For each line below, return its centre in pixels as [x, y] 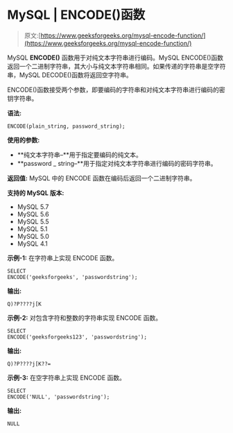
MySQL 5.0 [33, 236]
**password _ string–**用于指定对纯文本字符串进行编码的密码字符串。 [117, 163]
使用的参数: [24, 139]
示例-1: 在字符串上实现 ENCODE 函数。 [63, 257]
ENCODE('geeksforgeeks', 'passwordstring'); [72, 277]
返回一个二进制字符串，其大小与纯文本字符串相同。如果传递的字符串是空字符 [116, 66]
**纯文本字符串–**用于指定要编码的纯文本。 [79, 155]
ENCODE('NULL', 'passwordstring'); [59, 397]
